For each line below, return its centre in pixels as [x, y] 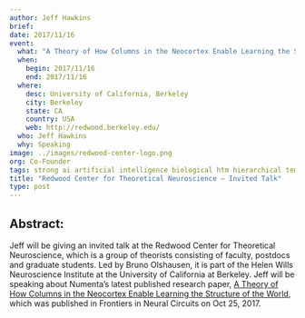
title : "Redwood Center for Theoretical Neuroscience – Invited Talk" [146, 178]
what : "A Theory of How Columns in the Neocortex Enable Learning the [154, 52]
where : [30, 85]
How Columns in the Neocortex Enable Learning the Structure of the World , [150, 293]
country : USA [50, 119]
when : [28, 60]
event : [22, 43]
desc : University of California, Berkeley [107, 94]
